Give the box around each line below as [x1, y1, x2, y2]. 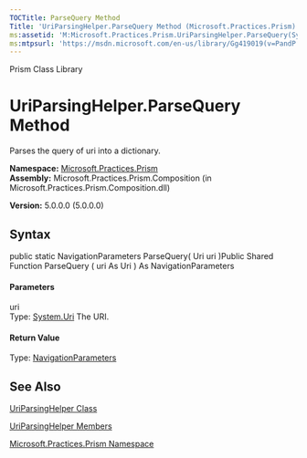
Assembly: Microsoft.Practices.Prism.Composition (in [9, 172, 212, 183]
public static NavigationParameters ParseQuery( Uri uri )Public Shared [9, 251, 274, 261]
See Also [9, 379, 61, 394]
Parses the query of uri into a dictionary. [9, 145, 162, 156]
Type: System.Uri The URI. [9, 311, 110, 322]
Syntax [9, 226, 51, 242]
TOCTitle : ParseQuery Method [9, 13, 121, 23]
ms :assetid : [9, 30, 55, 39]
